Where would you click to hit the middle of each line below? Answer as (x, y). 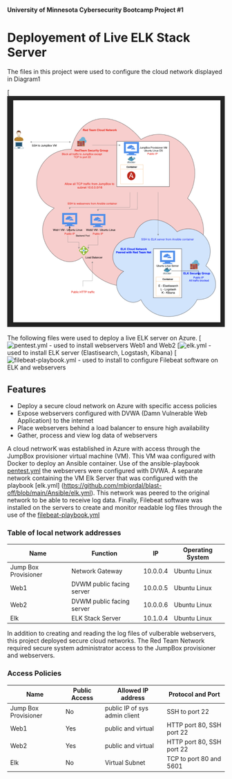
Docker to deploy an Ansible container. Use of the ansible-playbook (104, 464)
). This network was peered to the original (150, 493)
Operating (197, 549)
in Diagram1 (24, 79)
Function (105, 553)
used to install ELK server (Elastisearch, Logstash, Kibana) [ (92, 353)
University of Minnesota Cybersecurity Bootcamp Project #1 (96, 10)
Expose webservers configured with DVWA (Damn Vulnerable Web (112, 413)
